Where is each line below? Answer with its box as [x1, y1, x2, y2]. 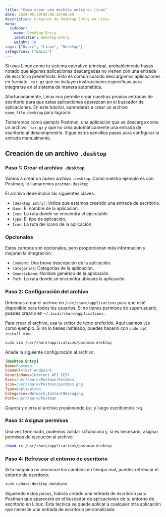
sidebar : [9, 26, 28, 31]
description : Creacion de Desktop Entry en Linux [5, 16, 110, 21]
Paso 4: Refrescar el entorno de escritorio [5, 455, 108, 462]
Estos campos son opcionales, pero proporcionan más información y [5, 245, 146, 251]
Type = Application [5, 387, 41, 391]
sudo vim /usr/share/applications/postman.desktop [5, 340, 112, 345]
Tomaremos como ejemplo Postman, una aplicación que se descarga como [5, 119, 159, 125]
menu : [5, 21, 16, 26]
